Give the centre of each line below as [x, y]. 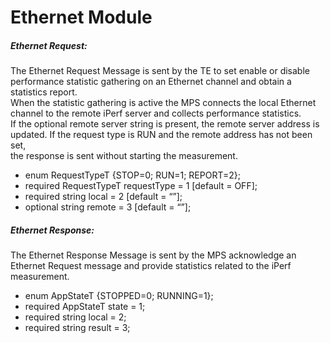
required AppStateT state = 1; [85, 307]
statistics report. [44, 92]
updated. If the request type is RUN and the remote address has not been [161, 135]
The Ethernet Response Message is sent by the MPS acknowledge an [153, 255]
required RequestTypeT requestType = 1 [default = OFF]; [141, 186]
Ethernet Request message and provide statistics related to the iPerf [151, 266]
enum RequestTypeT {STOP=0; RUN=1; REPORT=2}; [132, 175]
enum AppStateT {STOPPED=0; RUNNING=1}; [119, 296]
